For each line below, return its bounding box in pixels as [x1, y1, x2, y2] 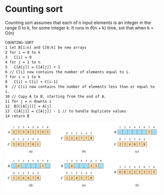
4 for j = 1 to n [5, 60, 41, 65]
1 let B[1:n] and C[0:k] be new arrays [5, 45, 87, 50]
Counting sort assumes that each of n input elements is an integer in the [5, 20, 151, 25]
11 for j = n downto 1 [5, 99, 52, 104]
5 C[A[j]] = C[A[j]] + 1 [5, 65, 60, 70]
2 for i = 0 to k [5, 50, 41, 55]
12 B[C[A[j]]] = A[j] [5, 104, 52, 109]
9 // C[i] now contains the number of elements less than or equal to [5, 84, 155, 89]
